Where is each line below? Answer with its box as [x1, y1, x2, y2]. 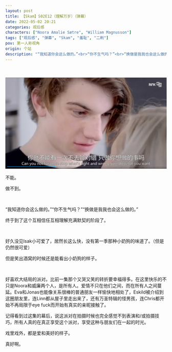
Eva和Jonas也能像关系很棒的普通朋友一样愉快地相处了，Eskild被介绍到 [14, 289, 164, 295]
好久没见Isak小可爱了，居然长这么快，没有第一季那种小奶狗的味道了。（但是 [5, 238, 164, 244]
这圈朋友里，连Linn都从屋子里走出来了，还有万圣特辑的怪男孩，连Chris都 [5, 295, 160, 301]
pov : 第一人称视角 [5, 41, 40, 46]
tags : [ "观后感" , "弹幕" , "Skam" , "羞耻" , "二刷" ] [5, 35, 109, 41]
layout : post [5, 8, 33, 13]
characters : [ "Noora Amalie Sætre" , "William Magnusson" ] [5, 30, 132, 35]
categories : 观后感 [5, 25, 45, 30]
